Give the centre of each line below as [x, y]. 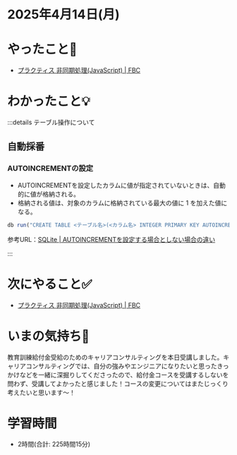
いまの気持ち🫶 [49, 336]
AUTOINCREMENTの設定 [50, 169]
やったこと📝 [42, 49]
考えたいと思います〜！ [41, 392]
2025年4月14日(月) [63, 14]
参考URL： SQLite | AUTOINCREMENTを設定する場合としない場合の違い [111, 239]
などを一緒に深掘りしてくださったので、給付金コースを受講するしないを [124, 375]
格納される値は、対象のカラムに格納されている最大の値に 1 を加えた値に [122, 202]
